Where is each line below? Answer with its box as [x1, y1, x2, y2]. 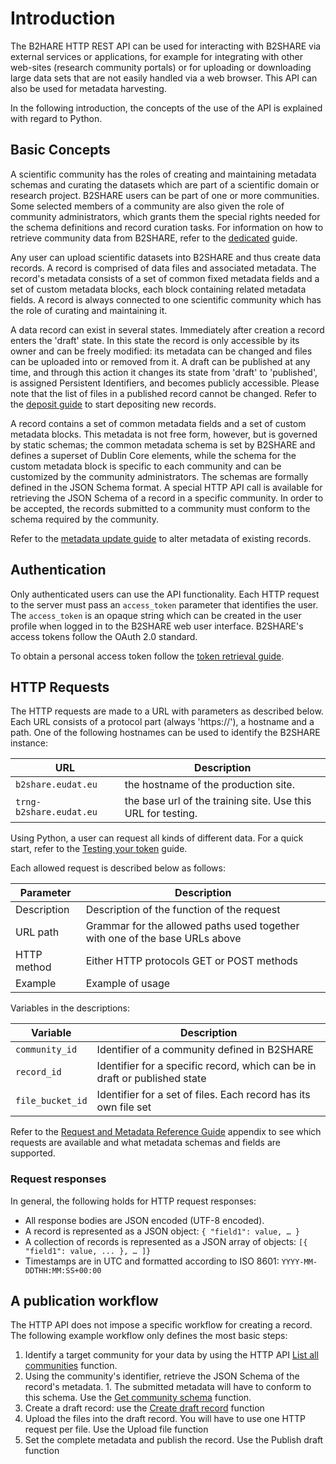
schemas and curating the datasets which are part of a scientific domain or [10, 178, 320, 191]
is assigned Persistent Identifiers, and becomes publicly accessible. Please [10, 377, 320, 389]
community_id [15, 1044, 78, 1056]
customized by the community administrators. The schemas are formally [10, 470, 309, 482]
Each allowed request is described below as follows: [10, 862, 226, 874]
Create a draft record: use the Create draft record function [24, 1402, 265, 1414]
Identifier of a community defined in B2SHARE [96, 1043, 314, 1057]
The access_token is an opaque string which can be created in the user [10, 609, 302, 621]
